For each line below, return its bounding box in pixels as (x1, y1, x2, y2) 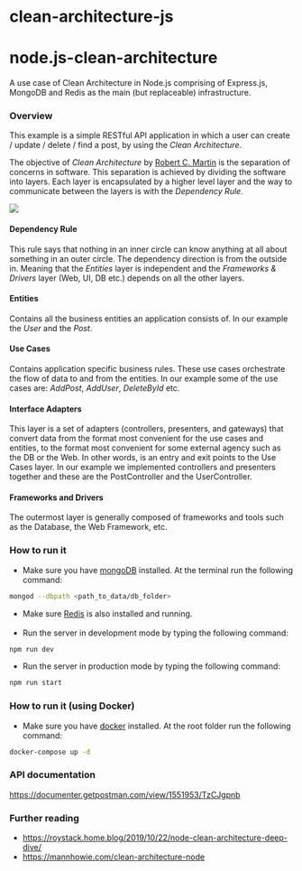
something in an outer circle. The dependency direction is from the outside (9, 253, 287, 264)
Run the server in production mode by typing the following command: (22, 661, 281, 672)
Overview (9, 110, 53, 123)
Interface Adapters (9, 403, 83, 414)
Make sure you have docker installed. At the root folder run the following (22, 720, 291, 731)
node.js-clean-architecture (9, 48, 218, 69)
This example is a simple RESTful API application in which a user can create (9, 130, 290, 141)
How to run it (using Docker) (9, 700, 135, 712)
